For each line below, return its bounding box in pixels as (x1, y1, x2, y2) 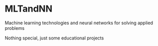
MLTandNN (5, 3, 53, 15)
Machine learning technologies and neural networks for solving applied (5, 20, 153, 26)
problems (5, 25, 25, 31)
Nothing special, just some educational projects (5, 35, 104, 41)
